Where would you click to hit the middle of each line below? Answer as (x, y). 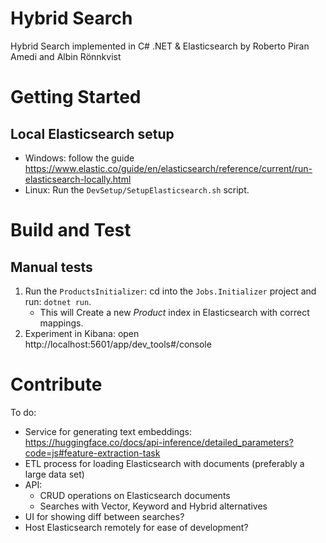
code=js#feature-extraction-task (92, 453)
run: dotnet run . (58, 301)
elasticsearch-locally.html (78, 179)
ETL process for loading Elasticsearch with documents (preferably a (164, 463)
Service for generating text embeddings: (108, 431)
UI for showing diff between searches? (104, 516)
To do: (23, 412)
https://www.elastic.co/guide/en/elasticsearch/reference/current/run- (168, 168)
